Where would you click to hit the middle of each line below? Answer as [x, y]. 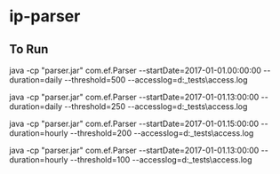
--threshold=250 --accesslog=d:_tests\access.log [156, 107]
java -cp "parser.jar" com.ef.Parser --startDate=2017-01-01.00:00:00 [136, 70]
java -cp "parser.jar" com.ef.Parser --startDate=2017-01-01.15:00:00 [134, 123]
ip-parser [45, 16]
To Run [29, 49]
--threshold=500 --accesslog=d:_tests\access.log [156, 80]
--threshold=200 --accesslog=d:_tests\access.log [162, 133]
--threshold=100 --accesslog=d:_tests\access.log [161, 160]
